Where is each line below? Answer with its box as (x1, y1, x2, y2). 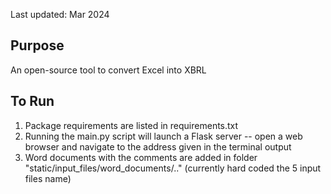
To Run (10, 93, 55, 110)
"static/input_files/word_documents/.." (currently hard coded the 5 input (24, 162, 322, 174)
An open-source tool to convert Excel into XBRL (10, 64, 207, 76)
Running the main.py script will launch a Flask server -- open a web (24, 130, 303, 142)
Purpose (10, 37, 65, 54)
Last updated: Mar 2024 (10, 9, 110, 20)
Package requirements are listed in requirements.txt (24, 119, 239, 131)
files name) (24, 172, 72, 184)
